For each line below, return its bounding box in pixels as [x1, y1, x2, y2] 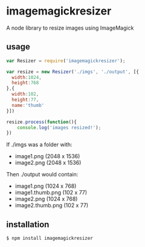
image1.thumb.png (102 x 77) [14, 189, 88, 196]
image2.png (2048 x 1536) [14, 159, 82, 167]
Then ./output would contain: [6, 171, 79, 178]
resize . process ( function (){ [6, 119, 77, 125]
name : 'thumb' [11, 102, 45, 108]
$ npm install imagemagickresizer [6, 236, 94, 242]
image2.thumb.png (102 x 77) [14, 202, 89, 209]
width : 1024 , [11, 74, 42, 80]
